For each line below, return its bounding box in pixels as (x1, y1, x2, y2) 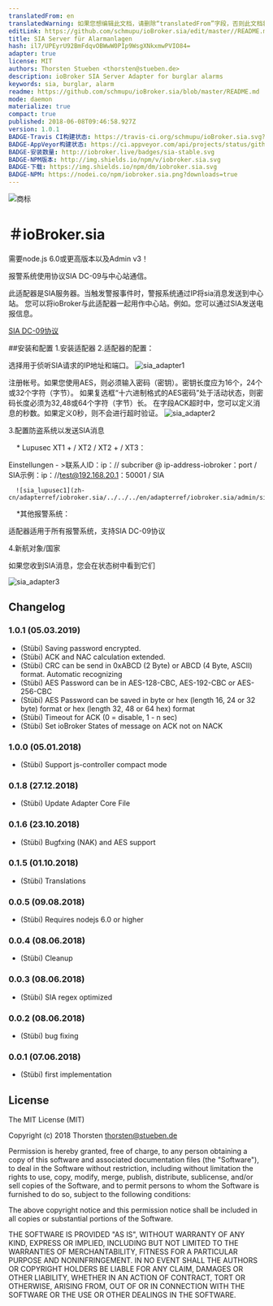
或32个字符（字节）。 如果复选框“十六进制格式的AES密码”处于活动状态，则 (8, 388, 257, 397)
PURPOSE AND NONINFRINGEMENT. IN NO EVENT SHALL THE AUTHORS (8, 1256, 258, 1265)
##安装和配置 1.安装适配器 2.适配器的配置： (8, 343, 154, 353)
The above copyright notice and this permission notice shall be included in (8, 1205, 258, 1215)
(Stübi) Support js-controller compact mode (19, 759, 167, 769)
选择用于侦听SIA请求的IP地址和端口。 (8, 360, 134, 370)
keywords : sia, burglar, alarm (8, 80, 115, 88)
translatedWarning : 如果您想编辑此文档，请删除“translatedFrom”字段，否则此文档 (8, 20, 263, 28)
